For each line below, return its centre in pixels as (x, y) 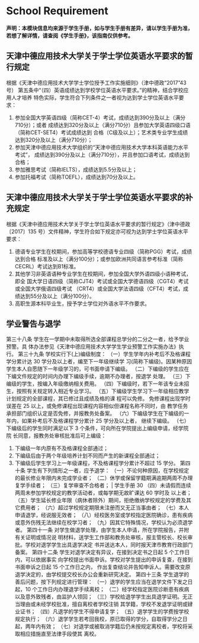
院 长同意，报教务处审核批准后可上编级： (56, 436)
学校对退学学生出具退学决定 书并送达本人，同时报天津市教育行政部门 (109, 545)
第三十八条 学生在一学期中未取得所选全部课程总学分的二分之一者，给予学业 (98, 339)
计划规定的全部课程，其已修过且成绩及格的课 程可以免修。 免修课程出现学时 (98, 398)
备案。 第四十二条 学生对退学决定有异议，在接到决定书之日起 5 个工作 (99, 552)
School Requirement (57, 11)
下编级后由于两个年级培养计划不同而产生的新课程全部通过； (87, 456)
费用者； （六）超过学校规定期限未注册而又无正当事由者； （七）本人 (105, 508)
